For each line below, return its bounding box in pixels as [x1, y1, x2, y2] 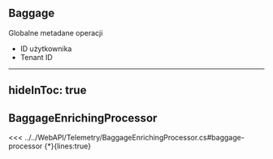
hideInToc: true [8, 84, 87, 97]
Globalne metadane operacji [8, 28, 103, 37]
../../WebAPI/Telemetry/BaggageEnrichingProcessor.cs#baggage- [24, 133, 245, 143]
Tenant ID [19, 52, 53, 62]
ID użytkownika [19, 44, 72, 54]
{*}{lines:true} [44, 141, 92, 151]
